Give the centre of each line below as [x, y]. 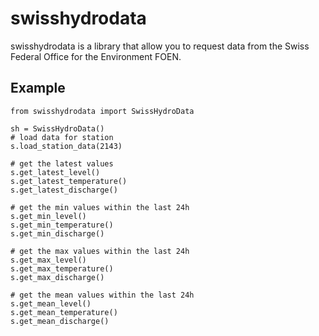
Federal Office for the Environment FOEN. [96, 56]
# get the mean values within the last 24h [102, 295]
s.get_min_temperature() [62, 225]
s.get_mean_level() [51, 303]
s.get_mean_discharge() [60, 321]
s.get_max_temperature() [62, 268]
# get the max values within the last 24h [100, 251]
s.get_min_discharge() [57, 233]
